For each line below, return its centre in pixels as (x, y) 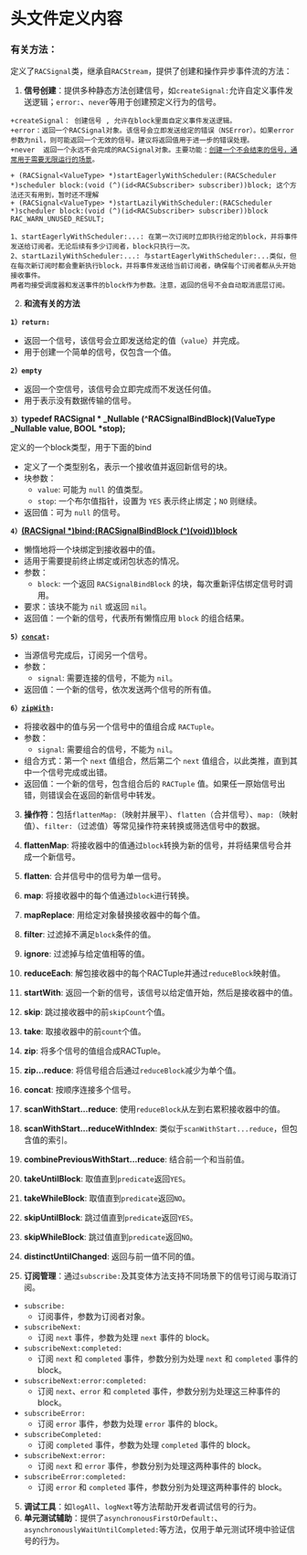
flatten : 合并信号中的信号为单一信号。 (95, 876)
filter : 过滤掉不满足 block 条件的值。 (90, 935)
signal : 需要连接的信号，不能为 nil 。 (107, 678)
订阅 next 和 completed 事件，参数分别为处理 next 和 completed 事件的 (168, 1359)
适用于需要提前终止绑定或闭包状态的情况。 (104, 561)
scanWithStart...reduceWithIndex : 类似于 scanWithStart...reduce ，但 (157, 1128)
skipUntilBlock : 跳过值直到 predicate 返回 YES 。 (111, 1218)
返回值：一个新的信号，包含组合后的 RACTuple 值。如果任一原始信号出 (154, 784)
